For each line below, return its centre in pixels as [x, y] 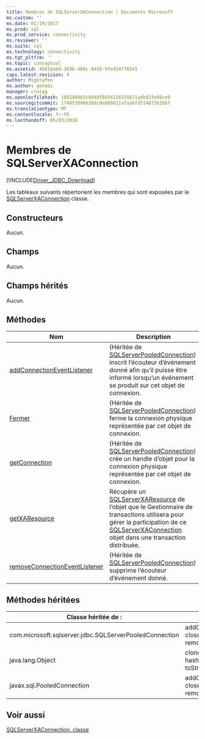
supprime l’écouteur [138, 571]
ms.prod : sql [23, 29]
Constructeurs [35, 218]
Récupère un [128, 492]
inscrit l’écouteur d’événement [153, 363]
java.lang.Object [33, 660]
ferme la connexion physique [151, 418]
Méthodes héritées [43, 600]
